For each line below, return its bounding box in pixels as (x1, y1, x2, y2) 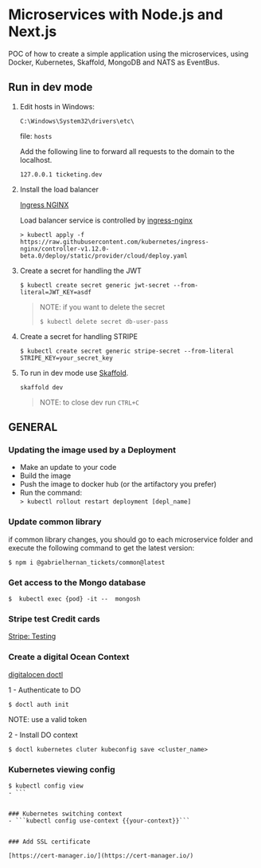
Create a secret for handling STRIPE (19, 331, 138, 341)
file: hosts (19, 131, 53, 140)
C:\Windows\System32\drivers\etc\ (19, 117, 134, 125)
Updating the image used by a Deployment (8, 444, 177, 456)
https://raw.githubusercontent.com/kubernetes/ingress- (19, 238, 209, 246)
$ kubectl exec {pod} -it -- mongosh (8, 595, 141, 603)
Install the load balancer (19, 184, 99, 194)
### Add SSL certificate (8, 838, 91, 846)
